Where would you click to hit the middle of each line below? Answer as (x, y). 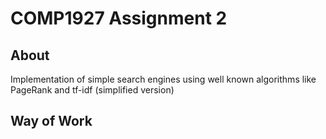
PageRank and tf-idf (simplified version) (92, 90)
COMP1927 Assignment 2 (119, 18)
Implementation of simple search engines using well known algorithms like (163, 79)
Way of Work (51, 121)
